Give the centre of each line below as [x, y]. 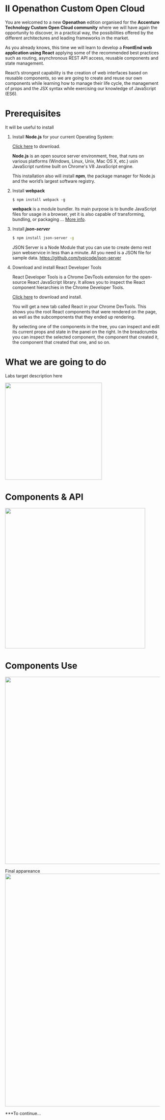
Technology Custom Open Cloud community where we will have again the [81, 27]
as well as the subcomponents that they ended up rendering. [74, 317]
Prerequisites [33, 114]
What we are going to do [56, 362]
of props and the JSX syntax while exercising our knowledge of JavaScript [81, 88]
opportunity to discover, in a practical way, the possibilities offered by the [79, 33]
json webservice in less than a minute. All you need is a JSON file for [82, 252]
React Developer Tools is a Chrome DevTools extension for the [75, 277]
